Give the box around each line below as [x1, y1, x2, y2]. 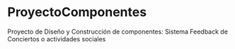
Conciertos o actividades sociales [7, 34, 106, 43]
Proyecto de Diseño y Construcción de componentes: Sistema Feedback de [7, 27, 229, 36]
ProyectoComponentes [7, 4, 147, 20]
